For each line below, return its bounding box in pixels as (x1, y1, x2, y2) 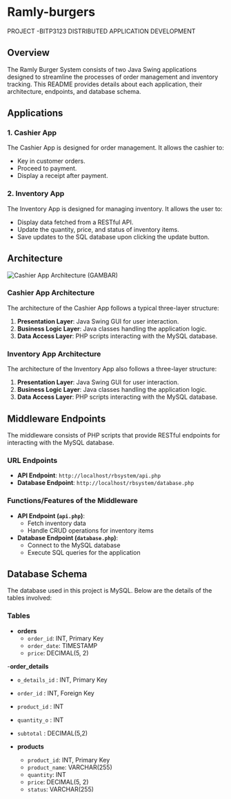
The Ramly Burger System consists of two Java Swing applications (7, 65, 197, 73)
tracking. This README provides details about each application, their (7, 80, 203, 88)
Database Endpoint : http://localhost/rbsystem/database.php (17, 479, 194, 487)
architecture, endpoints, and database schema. (7, 87, 141, 95)
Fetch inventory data (27, 519, 86, 527)
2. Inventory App (7, 189, 65, 199)
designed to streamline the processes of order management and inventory (7, 72, 219, 81)
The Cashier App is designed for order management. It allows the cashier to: (7, 144, 224, 152)
